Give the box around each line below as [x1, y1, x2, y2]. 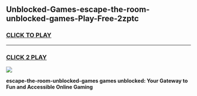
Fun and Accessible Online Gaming [6, 83, 93, 90]
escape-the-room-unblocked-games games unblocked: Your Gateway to [6, 77, 188, 84]
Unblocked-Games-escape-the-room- [6, 5, 150, 15]
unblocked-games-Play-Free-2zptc [6, 14, 139, 24]
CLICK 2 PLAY [6, 53, 47, 61]
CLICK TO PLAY [6, 31, 52, 40]
